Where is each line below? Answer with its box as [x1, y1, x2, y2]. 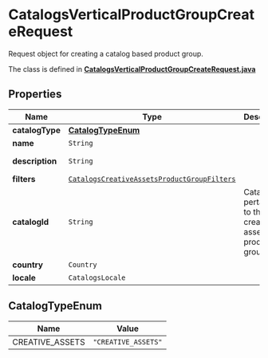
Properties [8, 88, 62, 101]
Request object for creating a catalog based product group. [8, 49, 203, 58]
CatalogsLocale [68, 273, 126, 282]
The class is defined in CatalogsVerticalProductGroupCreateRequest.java [8, 64, 256, 73]
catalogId [12, 216, 49, 227]
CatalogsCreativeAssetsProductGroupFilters [68, 174, 237, 183]
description [12, 155, 57, 167]
